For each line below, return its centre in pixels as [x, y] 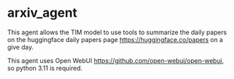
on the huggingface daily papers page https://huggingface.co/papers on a [115, 39]
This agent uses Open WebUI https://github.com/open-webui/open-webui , [116, 60]
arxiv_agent [42, 13]
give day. [20, 47]
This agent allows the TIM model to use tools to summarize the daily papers [117, 32]
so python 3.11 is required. [45, 68]
